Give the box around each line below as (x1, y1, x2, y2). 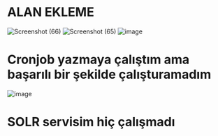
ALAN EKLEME (7, 4, 94, 20)
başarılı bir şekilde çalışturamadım (7, 67, 212, 82)
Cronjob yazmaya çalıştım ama (7, 52, 190, 68)
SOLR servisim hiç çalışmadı (7, 114, 175, 130)
